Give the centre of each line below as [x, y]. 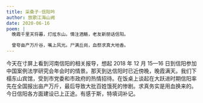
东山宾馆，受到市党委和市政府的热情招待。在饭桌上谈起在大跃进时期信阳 [101, 78]
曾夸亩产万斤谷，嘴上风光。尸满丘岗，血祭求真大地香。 [70, 45]
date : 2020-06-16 [28, 23]
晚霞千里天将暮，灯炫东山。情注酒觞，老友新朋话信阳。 [70, 35]
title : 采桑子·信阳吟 [31, 12]
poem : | [16, 29]
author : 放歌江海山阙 [31, 18]
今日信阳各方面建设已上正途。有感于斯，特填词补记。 [72, 94]
